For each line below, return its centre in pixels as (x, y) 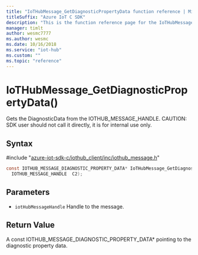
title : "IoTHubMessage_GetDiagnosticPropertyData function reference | (96, 11)
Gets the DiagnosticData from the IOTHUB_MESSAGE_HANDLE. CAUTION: (97, 119)
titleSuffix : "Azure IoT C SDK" (46, 17)
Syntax (19, 143)
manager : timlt (25, 28)
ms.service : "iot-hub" (34, 50)
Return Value (30, 225)
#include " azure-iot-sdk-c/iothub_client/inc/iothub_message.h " (83, 158)
